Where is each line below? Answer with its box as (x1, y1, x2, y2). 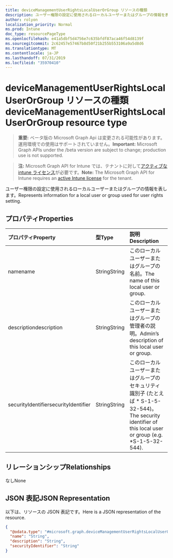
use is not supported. (18, 152, 63, 158)
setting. (5, 198, 22, 204)
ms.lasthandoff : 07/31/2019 (5, 55, 66, 61)
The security (129, 412, 161, 419)
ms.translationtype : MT (5, 46, 57, 51)
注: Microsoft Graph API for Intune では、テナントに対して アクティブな (18, 163, 168, 169)
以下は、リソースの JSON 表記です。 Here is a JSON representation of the (5, 509, 161, 515)
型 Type (95, 234, 114, 241)
